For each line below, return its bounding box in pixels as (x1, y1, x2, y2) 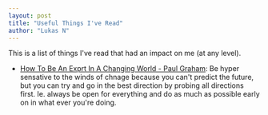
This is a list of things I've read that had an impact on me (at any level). (8, 49, 242, 58)
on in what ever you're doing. (19, 97, 117, 108)
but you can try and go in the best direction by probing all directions (19, 81, 244, 90)
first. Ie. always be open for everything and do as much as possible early (19, 89, 260, 99)
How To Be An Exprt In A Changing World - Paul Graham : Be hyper (19, 64, 240, 73)
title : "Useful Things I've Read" (8, 19, 124, 27)
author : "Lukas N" (8, 26, 70, 34)
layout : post (8, 11, 52, 20)
